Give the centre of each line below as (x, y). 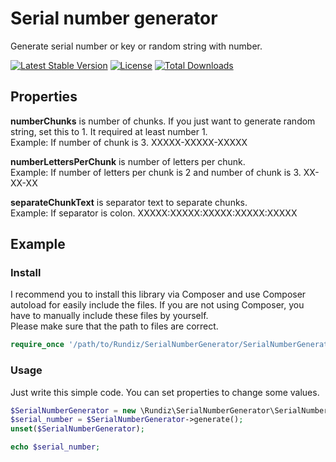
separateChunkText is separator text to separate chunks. (129, 202)
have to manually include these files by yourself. (109, 316)
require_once (37, 345)
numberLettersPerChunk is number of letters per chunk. (128, 161)
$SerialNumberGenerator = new (73, 410)
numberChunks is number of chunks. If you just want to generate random (163, 121)
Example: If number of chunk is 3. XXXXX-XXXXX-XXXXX (129, 142)
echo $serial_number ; (55, 447)
